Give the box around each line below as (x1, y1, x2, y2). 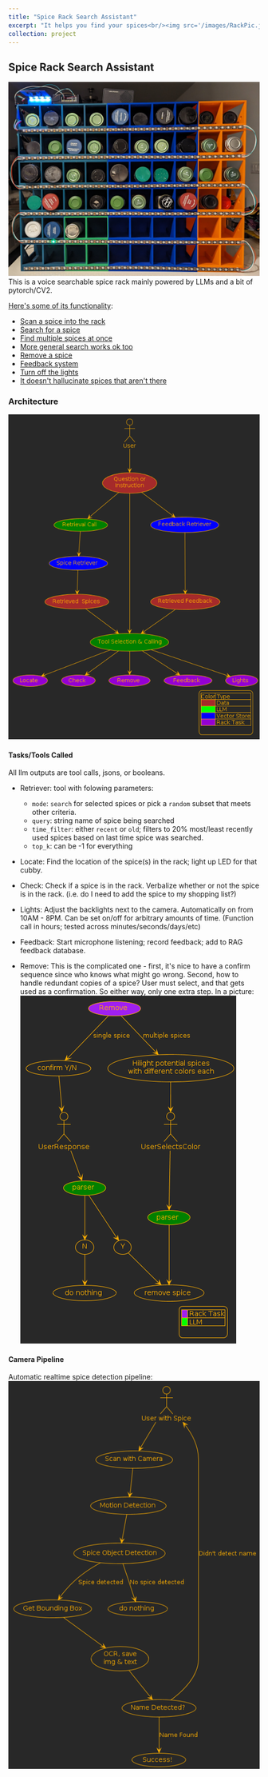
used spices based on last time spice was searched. (31, 833, 204, 843)
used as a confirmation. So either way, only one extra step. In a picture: (19, 987, 254, 996)
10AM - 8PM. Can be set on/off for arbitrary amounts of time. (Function (19, 913, 254, 923)
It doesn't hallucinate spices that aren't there (19, 376, 167, 385)
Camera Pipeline (8, 1354, 65, 1364)
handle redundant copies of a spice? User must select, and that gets (19, 978, 245, 988)
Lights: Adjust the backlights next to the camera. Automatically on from (19, 904, 254, 915)
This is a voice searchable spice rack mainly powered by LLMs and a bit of (8, 277, 254, 287)
